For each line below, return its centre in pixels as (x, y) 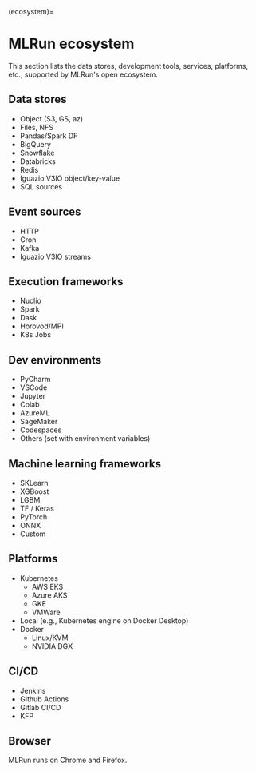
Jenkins (33, 690)
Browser (30, 741)
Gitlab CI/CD (40, 707)
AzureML (35, 413)
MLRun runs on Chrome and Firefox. (68, 760)
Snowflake (37, 153)
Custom (33, 534)
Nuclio (30, 301)
